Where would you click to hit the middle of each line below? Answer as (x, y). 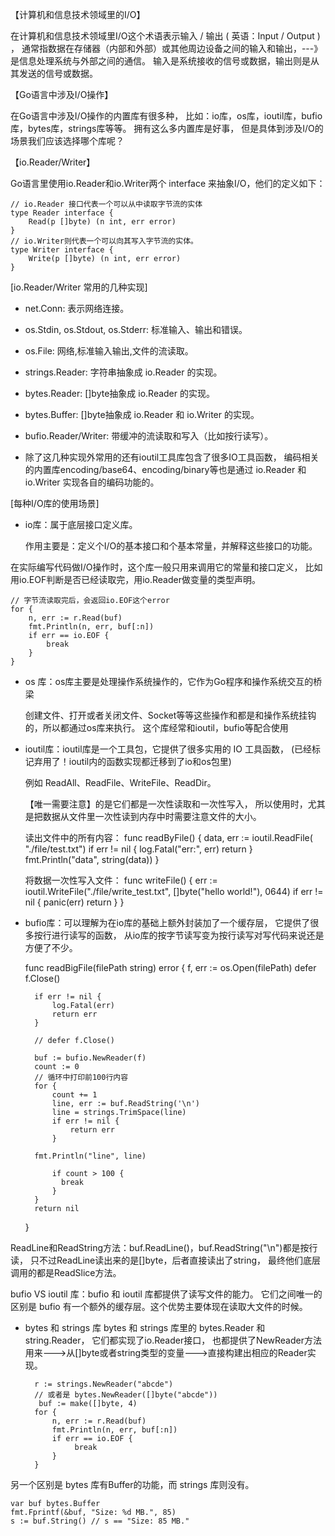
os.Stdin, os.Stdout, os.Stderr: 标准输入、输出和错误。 (136, 329)
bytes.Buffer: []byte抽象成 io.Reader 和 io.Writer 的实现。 (142, 414)
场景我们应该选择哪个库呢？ (67, 141)
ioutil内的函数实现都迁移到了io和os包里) (150, 761)
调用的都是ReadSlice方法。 (66, 1272)
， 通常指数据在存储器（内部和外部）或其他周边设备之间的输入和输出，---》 (166, 48)
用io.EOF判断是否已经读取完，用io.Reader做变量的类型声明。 (135, 579)
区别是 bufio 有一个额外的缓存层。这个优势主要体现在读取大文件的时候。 (159, 1306)
